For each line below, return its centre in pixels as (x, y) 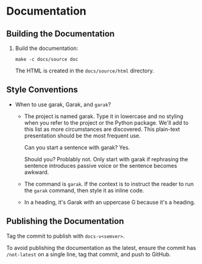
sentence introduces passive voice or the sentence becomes (101, 165)
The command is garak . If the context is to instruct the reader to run (109, 184)
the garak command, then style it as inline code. (84, 190)
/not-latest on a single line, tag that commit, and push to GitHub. (89, 254)
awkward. (37, 172)
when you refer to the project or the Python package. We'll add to (106, 122)
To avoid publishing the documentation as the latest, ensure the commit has (101, 248)
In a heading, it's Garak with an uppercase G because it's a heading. (110, 202)
